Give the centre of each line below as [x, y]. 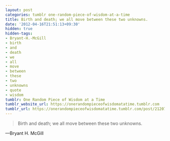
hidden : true [19, 29]
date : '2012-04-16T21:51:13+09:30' [43, 24]
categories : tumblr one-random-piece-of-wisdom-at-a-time [68, 15]
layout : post [19, 10]
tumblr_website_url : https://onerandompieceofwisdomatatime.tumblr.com [82, 104]
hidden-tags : [19, 33]
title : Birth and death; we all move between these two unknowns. [77, 19]
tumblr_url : [18, 109]
